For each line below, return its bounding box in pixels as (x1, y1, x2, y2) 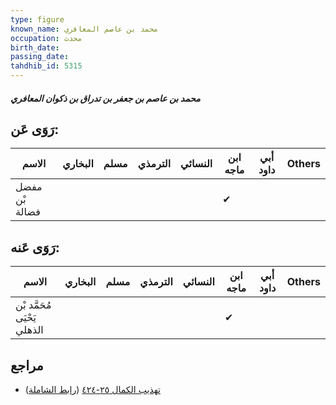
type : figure (10, 14, 65, 25)
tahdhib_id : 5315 (10, 61, 83, 71)
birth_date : (10, 42, 60, 53)
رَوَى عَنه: (10, 239, 60, 256)
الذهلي (15, 323, 44, 337)
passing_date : (10, 52, 70, 62)
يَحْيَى (15, 311, 37, 325)
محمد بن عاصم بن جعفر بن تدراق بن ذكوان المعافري (10, 92, 201, 104)
